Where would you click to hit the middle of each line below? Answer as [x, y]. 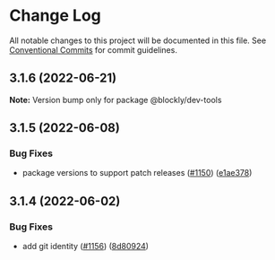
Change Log [55, 16]
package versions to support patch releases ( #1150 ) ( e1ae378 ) [137, 173]
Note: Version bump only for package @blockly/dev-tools [116, 100]
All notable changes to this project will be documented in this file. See [138, 40]
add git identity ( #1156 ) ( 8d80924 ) [86, 247]
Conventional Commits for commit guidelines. [93, 49]
